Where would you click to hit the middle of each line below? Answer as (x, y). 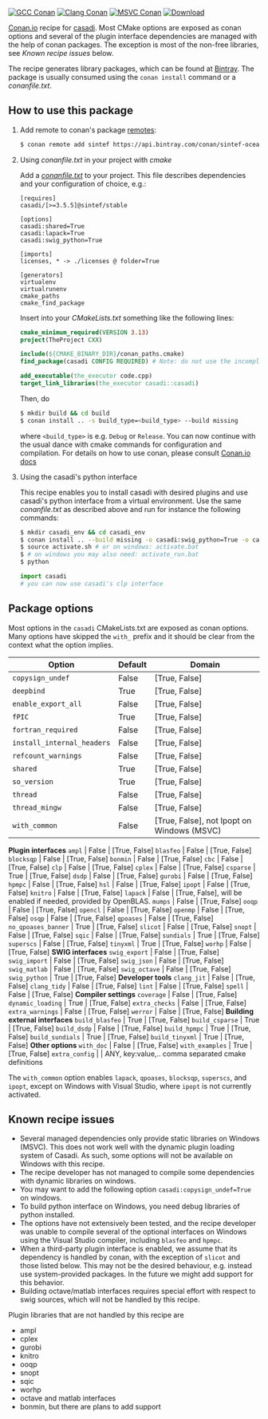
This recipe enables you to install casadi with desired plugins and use (134, 492)
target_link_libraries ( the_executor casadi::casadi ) (109, 384)
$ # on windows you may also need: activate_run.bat (109, 554)
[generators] (41, 275)
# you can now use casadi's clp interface (91, 583)
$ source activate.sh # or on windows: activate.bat (109, 547)
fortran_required (45, 729)
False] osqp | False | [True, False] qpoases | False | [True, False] (111, 918)
